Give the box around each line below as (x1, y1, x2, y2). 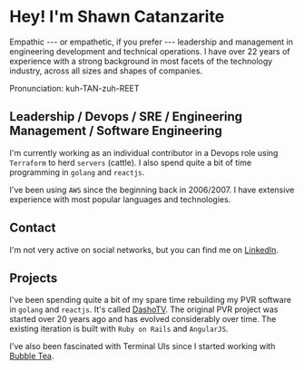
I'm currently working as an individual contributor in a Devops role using (9, 147, 279, 158)
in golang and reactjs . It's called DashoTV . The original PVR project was (9, 304, 279, 315)
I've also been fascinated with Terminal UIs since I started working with (9, 341, 276, 352)
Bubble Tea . (9, 351, 54, 362)
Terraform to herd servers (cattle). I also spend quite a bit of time (9, 157, 252, 168)
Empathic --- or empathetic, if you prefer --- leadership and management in (9, 36, 293, 47)
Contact (9, 220, 56, 236)
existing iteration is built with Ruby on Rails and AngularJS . (9, 324, 229, 335)
